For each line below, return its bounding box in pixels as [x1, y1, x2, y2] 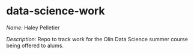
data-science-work [6, 4, 105, 18]
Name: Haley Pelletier [6, 24, 60, 31]
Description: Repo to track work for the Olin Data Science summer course [6, 35, 188, 42]
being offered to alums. [6, 42, 64, 49]
